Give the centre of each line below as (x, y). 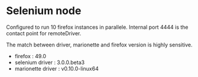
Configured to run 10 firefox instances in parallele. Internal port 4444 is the (97, 27)
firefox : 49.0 (30, 56)
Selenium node (44, 11)
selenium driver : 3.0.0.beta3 (49, 62)
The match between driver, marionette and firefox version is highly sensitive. (99, 45)
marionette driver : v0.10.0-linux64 (56, 68)
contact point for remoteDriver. (44, 33)
